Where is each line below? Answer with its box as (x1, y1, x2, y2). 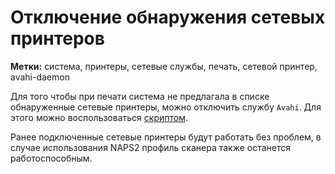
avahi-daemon (10, 71, 70, 83)
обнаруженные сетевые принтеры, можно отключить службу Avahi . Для (10, 101, 322, 113)
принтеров (10, 27, 105, 50)
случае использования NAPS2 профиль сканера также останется (10, 141, 292, 153)
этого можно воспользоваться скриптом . (10, 111, 188, 123)
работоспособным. (10, 152, 93, 164)
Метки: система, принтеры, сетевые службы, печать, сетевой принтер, (10, 60, 318, 72)
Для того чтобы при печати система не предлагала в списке (10, 90, 270, 102)
